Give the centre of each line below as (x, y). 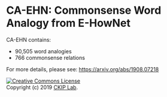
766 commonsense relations (50, 57)
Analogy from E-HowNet (68, 23)
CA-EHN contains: (29, 40)
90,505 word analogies (43, 51)
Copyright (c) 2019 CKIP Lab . (42, 87)
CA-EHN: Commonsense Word (84, 10)
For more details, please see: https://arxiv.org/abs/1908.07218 (83, 69)
